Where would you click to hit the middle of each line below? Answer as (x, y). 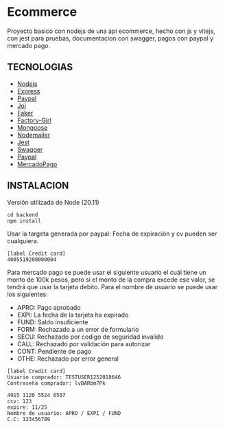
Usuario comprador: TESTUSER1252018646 (64, 377)
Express (28, 91)
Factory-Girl (34, 120)
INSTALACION (38, 186)
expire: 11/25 (27, 407)
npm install (24, 221)
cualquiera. (23, 240)
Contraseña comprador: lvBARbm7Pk (57, 383)
